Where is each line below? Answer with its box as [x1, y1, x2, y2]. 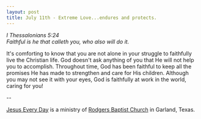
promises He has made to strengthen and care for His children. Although [6, 69, 189, 76]
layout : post [6, 9, 40, 15]
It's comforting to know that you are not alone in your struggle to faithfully [6, 49, 192, 57]
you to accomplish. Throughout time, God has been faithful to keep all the [6, 62, 192, 70]
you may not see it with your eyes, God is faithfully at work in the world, [6, 76, 186, 83]
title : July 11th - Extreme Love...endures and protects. [6, 15, 157, 21]
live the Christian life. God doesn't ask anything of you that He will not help [6, 56, 194, 63]
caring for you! [6, 82, 44, 89]
